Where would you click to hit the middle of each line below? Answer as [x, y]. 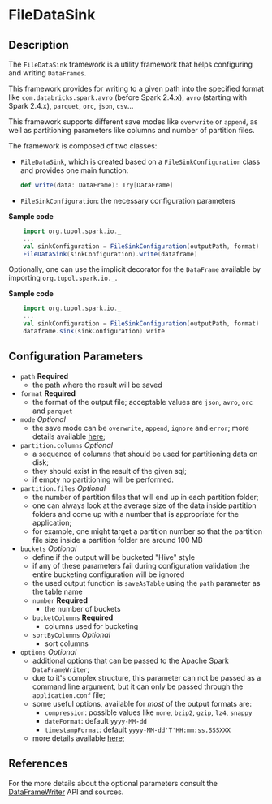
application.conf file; [69, 694]
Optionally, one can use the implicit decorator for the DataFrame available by [135, 269]
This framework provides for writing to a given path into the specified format [136, 88]
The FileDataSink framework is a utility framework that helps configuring [131, 64]
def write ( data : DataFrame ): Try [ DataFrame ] [97, 185]
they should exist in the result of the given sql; [109, 471]
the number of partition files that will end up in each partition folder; [145, 497]
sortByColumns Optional [71, 634]
